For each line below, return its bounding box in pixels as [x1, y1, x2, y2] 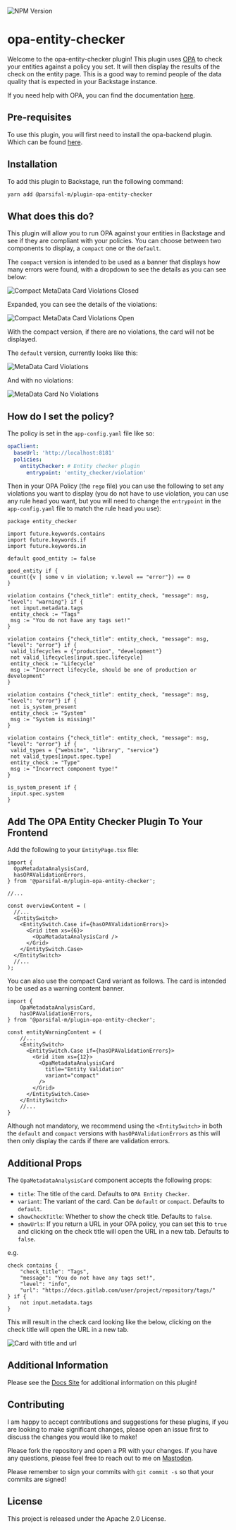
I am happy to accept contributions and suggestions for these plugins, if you [7, 1418, 229, 1426]
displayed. [7, 335, 37, 344]
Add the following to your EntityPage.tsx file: [7, 846, 139, 854]
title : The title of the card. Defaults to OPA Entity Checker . [17, 1190, 190, 1198]
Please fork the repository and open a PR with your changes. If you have [7, 1446, 218, 1454]
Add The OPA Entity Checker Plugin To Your [7, 815, 203, 827]
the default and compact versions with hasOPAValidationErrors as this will [7, 1129, 221, 1138]
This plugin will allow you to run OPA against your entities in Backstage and [7, 229, 225, 238]
